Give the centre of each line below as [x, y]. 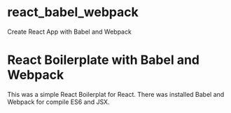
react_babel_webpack [73, 12]
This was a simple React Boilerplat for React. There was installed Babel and [116, 94]
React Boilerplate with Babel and [104, 60]
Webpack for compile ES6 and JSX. [58, 102]
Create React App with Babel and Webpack [69, 32]
